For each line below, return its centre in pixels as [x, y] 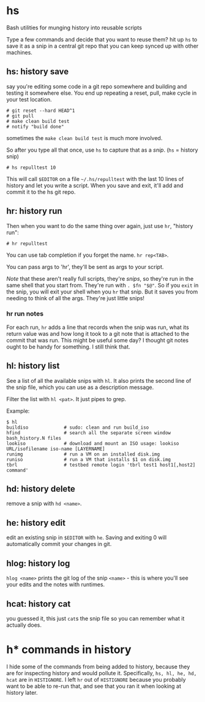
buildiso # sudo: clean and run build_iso [78, 427]
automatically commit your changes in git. [59, 544]
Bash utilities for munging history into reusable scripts [74, 28]
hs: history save [38, 72]
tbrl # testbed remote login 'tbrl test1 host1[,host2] [101, 465]
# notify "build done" [35, 127]
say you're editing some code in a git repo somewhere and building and [97, 86]
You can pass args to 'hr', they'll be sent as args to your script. [85, 267]
